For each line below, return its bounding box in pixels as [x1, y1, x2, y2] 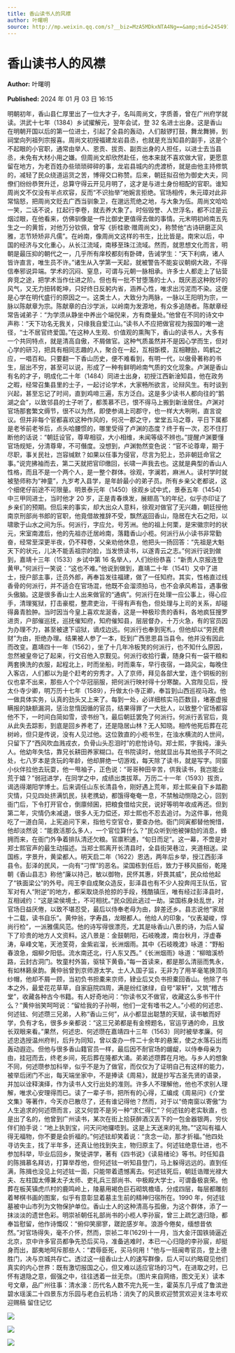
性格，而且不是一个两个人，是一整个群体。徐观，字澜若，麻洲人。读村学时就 [7, 468, 228, 476]
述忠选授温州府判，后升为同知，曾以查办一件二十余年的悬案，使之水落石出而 [7, 1036, 228, 1045]
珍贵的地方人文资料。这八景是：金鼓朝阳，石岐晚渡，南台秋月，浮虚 [19, 931, 215, 940]
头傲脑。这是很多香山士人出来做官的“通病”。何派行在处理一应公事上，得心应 [7, 590, 227, 599]
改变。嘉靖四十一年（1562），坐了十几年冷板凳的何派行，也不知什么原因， [13, 643, 227, 651]
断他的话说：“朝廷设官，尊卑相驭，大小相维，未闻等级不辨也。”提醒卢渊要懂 [7, 433, 225, 441]
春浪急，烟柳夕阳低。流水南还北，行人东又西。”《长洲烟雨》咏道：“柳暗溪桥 [7, 949, 225, 957]
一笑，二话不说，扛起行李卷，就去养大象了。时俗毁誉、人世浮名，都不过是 [7, 206, 222, 214]
